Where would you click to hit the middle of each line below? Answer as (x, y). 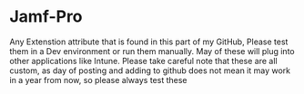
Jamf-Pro (46, 17)
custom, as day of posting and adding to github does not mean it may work (150, 70)
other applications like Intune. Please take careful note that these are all (143, 61)
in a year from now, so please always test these (98, 80)
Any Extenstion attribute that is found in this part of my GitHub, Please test (149, 42)
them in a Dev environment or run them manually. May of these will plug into (152, 51)
